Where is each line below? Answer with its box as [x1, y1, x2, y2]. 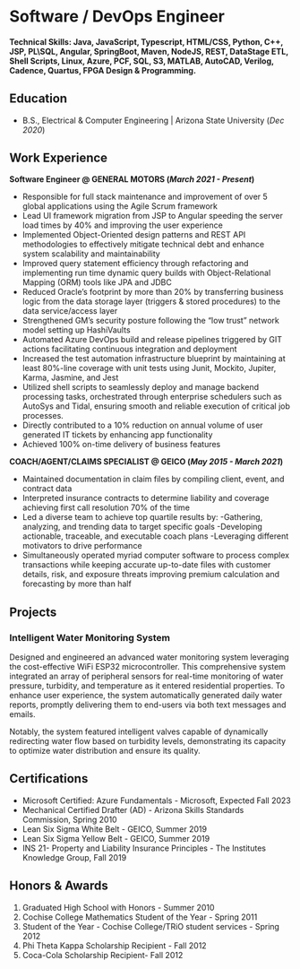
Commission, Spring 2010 [21, 814, 118, 825]
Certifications [9, 771, 89, 786]
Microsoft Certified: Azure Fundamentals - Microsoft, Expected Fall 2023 [21, 795, 291, 806]
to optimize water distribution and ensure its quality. [9, 746, 201, 757]
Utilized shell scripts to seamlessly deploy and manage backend [21, 382, 260, 393]
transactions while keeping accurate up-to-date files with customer [21, 559, 271, 570]
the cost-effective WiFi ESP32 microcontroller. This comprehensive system [9, 662, 287, 672]
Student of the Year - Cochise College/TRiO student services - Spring [21, 921, 280, 931]
